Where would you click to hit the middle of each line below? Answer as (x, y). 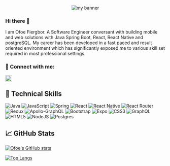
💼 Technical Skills (34, 94)
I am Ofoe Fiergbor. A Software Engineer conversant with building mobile (81, 32)
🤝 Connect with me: (30, 67)
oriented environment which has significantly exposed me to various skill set (85, 48)
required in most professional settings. (45, 54)
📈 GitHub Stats (30, 133)
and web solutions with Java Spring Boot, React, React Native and (74, 38)
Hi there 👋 (18, 21)
